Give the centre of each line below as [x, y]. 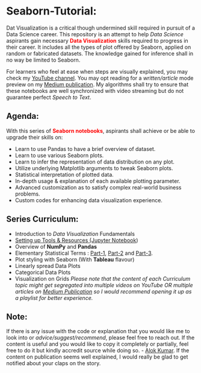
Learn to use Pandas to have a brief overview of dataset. [85, 148]
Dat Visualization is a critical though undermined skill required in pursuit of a [101, 28]
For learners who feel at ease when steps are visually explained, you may [97, 71]
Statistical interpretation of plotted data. [64, 174]
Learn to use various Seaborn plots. [59, 155]
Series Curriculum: [42, 219]
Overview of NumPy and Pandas [56, 246]
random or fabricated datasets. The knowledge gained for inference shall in [100, 53]
